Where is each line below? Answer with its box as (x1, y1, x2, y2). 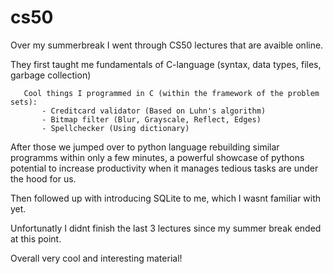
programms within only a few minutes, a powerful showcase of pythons (10, 151, 305, 163)
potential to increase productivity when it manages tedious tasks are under (10, 162, 319, 174)
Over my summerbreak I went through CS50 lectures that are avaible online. (10, 39, 324, 51)
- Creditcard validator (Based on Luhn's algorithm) (41, 106, 267, 116)
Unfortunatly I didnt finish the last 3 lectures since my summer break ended (10, 222, 322, 234)
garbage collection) (10, 69, 92, 81)
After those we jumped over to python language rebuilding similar (10, 141, 280, 153)
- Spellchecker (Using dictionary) (41, 123, 190, 133)
